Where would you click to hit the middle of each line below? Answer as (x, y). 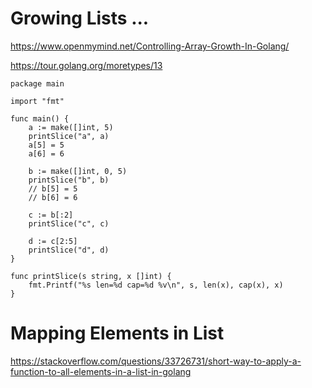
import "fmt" (37, 101)
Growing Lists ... (80, 18)
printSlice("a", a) (69, 136)
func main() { (40, 118)
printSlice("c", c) (69, 223)
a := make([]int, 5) (71, 127)
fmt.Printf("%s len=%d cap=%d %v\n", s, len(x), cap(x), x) (156, 285)
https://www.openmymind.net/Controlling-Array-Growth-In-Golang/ (150, 46)
